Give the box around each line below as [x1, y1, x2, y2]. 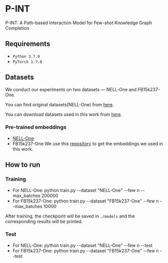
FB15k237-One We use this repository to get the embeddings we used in [12, 141, 163, 147]
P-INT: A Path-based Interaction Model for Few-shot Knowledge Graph [5, 20, 152, 26]
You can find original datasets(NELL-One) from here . [5, 101, 114, 107]
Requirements [5, 40, 50, 48]
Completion [5, 25, 29, 31]
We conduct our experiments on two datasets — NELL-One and [5, 86, 137, 92]
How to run [5, 161, 41, 169]
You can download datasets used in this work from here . [5, 111, 122, 117]
